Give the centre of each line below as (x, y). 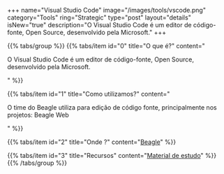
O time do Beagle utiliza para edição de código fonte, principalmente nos (112, 107)
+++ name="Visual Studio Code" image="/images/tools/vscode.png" (106, 10)
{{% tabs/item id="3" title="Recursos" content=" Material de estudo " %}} (112, 155)
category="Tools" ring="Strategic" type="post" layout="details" (99, 17)
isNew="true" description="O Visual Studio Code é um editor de (99, 25)
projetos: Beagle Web (38, 115)
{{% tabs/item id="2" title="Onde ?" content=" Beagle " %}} (92, 142)
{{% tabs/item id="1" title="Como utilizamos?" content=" (89, 94)
